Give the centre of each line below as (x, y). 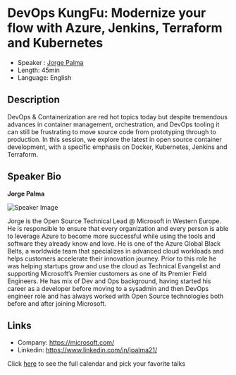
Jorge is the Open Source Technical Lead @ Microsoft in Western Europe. (114, 221)
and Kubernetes (55, 43)
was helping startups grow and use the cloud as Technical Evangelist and (114, 266)
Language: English (44, 77)
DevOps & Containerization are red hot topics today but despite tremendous (117, 117)
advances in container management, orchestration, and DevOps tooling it (113, 124)
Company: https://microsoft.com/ (66, 343)
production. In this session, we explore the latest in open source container (114, 139)
